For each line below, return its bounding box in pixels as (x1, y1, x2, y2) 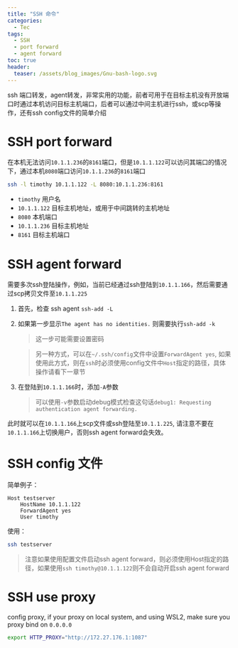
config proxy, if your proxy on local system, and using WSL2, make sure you (7, 613, 231, 621)
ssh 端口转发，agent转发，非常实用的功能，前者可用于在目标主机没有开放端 (7, 90, 229, 99)
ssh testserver (7, 541, 53, 548)
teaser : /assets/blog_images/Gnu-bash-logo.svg (13, 70, 158, 77)
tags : (7, 30, 23, 38)
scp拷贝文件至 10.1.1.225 (13, 289, 87, 298)
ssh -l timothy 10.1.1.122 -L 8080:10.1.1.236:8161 (7, 181, 163, 189)
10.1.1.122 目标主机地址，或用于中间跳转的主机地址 (17, 204, 171, 212)
